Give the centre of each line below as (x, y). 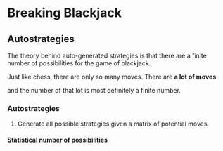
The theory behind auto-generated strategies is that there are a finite (107, 55)
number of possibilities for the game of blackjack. (79, 63)
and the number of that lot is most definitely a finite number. (94, 90)
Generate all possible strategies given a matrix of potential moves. (113, 124)
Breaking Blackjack (64, 13)
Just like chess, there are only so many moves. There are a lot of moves (112, 77)
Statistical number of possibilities (57, 140)
